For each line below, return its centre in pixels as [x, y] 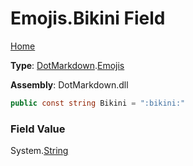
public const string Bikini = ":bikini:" [98, 103]
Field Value [38, 129]
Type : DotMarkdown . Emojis [67, 65]
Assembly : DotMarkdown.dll [69, 84]
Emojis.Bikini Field [88, 18]
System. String [39, 151]
